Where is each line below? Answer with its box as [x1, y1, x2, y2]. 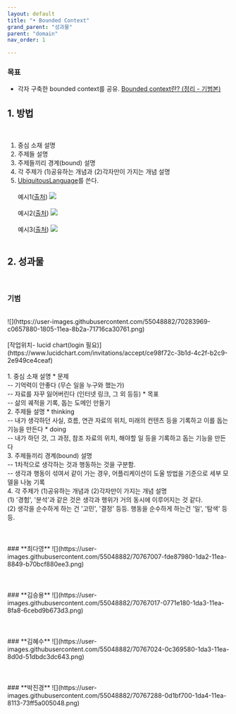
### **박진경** [7, 684, 51, 692]
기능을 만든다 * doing [7, 425, 67, 434]
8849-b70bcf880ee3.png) [7, 560, 85, 569]
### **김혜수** [7, 637, 51, 646]
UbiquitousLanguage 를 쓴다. [17, 176, 99, 185]
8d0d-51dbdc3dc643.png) [7, 653, 85, 661]
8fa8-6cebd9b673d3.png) [7, 606, 84, 615]
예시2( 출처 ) [17, 209, 49, 217]
